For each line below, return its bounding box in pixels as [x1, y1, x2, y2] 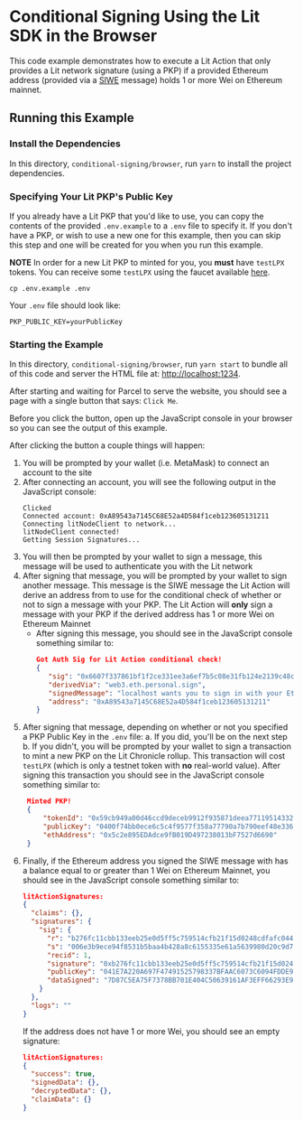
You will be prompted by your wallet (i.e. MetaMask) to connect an [22, 458, 270, 469]
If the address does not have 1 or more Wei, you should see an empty [22, 1025, 280, 1036]
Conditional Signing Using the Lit [9, 6, 261, 27]
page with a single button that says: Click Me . [9, 396, 179, 406]
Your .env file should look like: [9, 300, 122, 311]
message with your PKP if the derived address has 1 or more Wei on [22, 609, 275, 620]
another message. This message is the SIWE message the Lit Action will [22, 580, 290, 591]
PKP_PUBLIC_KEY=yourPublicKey [9, 317, 124, 326]
